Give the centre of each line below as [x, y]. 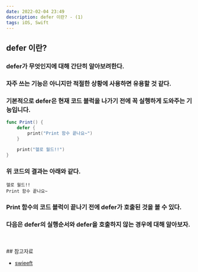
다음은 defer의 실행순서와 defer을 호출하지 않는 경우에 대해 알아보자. [98, 225]
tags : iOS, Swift [27, 22]
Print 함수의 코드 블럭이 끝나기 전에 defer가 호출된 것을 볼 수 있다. [94, 207]
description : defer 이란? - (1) [45, 17]
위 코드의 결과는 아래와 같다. [43, 171]
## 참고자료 [20, 251]
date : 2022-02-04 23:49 [35, 12]
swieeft [24, 263]
